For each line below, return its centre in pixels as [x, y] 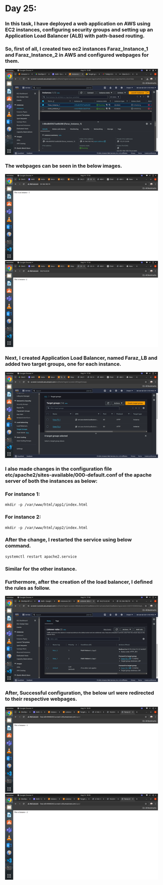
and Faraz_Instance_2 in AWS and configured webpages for [77, 55]
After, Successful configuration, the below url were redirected [80, 692]
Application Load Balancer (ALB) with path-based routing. [75, 36]
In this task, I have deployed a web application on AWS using [78, 24]
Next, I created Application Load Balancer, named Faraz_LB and [81, 358]
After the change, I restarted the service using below [68, 540]
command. [18, 546]
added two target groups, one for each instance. [63, 364]
